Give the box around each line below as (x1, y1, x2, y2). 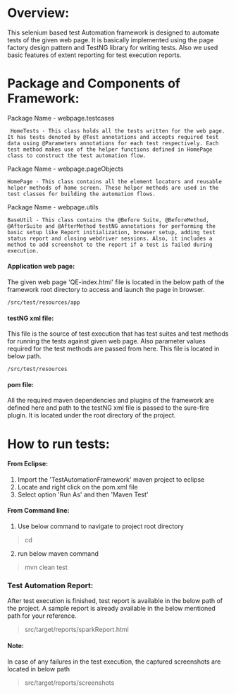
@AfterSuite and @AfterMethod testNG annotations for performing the (7, 222, 216, 230)
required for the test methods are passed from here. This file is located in (7, 344, 220, 353)
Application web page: (7, 262, 75, 271)
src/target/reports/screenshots (24, 678, 115, 687)
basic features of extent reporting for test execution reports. (7, 51, 182, 59)
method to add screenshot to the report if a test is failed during (7, 241, 213, 248)
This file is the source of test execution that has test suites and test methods (7, 329, 229, 338)
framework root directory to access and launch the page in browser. (7, 286, 206, 294)
